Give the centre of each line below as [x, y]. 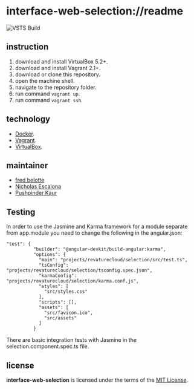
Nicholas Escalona [38, 186]
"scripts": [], [58, 302]
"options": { [50, 255]
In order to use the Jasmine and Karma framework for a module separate [97, 227]
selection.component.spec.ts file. [48, 347]
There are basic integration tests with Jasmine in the [72, 340]
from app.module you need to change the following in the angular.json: [94, 233]
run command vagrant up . [47, 93]
